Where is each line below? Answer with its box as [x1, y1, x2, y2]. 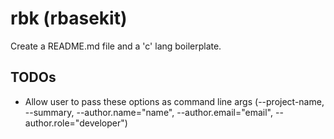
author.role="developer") [24, 117, 128, 129]
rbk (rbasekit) [10, 7, 128, 30]
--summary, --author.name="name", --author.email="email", [24, 106, 274, 118]
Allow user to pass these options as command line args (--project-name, [24, 95, 325, 107]
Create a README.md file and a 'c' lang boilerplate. [10, 40, 222, 52]
